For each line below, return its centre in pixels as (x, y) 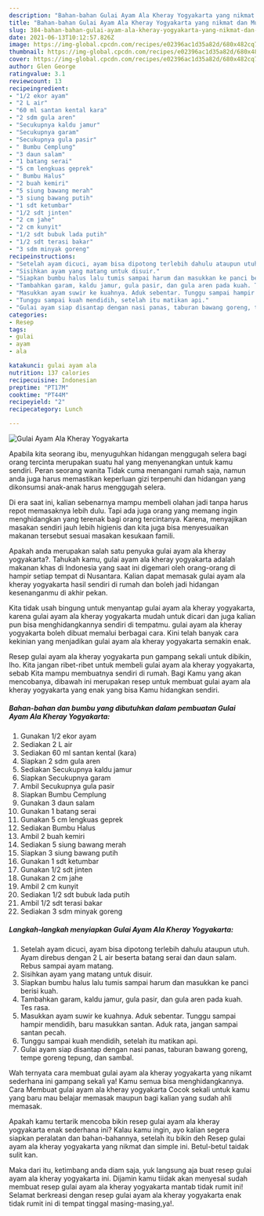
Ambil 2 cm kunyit (49, 886)
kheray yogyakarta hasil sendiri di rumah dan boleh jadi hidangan (114, 584)
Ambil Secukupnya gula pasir (67, 786)
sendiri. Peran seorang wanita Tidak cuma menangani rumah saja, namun (127, 471)
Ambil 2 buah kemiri (52, 836)
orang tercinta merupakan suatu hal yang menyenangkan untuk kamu (121, 462)
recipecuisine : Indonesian (53, 380)
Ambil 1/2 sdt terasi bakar (61, 903)
